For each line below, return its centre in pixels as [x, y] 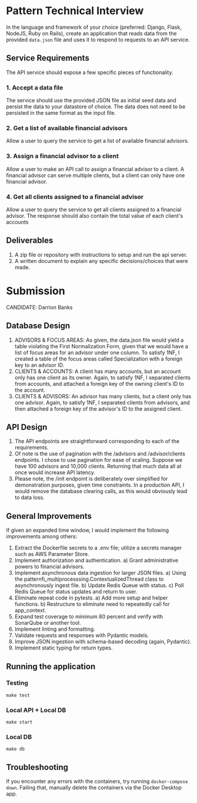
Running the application [51, 666]
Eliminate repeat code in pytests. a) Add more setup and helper [91, 598]
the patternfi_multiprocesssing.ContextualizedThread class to [89, 579]
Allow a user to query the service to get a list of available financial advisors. [98, 141]
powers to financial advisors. [50, 567]
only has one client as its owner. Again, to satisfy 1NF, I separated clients [103, 377]
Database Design [38, 326]
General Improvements [49, 516]
